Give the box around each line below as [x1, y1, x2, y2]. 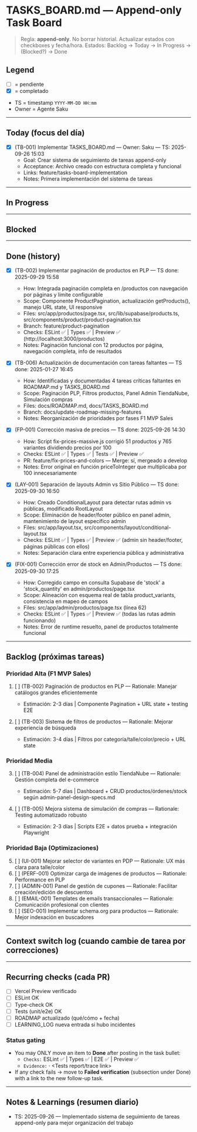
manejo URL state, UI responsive [23, 304, 103, 311]
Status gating [6, 1036, 46, 1044]
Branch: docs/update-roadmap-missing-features [23, 408, 142, 415]
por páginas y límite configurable [23, 291, 103, 298]
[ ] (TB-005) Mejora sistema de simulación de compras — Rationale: [14, 805, 179, 813]
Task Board [6, 16, 63, 29]
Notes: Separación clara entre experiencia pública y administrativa [23, 550, 184, 557]
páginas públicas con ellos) [23, 543, 90, 550]
